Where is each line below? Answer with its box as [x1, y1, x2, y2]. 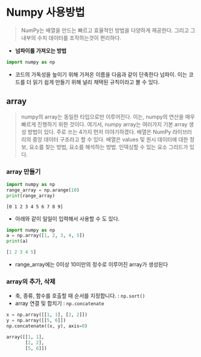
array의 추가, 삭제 [6, 277, 56, 286]
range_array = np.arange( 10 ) [6, 187, 80, 193]
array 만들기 [6, 167, 41, 176]
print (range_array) [6, 193, 56, 199]
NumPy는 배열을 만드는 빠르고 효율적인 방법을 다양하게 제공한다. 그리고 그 [21, 27, 196, 34]
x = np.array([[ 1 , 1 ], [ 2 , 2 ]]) [6, 312, 88, 318]
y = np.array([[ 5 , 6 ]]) [6, 318, 66, 324]
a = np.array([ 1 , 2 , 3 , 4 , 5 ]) [6, 233, 85, 239]
